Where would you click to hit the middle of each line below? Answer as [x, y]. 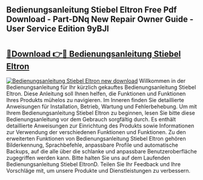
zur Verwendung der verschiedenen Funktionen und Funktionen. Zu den [96, 132]
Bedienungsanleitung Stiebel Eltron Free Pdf [92, 10]
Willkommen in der [162, 81]
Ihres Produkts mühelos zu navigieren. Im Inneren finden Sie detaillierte [95, 100]
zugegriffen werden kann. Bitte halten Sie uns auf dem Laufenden [88, 158]
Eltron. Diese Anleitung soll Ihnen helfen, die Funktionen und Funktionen [96, 94]
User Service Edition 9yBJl [58, 29]
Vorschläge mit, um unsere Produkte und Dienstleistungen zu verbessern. [98, 171]
